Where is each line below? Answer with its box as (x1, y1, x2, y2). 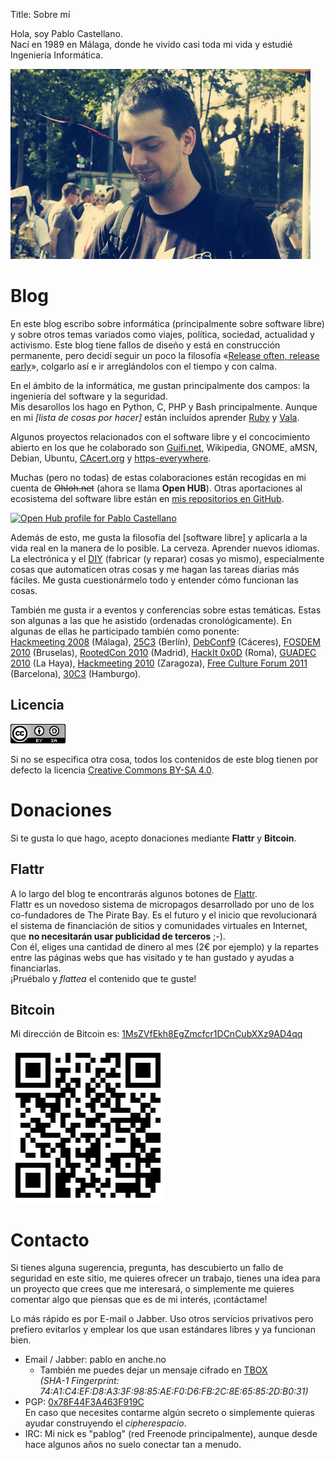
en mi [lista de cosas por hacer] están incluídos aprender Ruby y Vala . (10, 411, 300, 423)
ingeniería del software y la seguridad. (10, 390, 168, 402)
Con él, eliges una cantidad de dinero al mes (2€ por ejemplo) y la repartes (10, 940, 319, 953)
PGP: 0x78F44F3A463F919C (24, 1396, 145, 1408)
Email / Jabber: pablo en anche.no (24, 1354, 167, 1366)
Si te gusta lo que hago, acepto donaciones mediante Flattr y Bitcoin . (10, 832, 297, 844)
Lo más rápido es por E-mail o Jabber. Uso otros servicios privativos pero (10, 1313, 314, 1325)
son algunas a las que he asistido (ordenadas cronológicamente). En (10, 614, 292, 626)
